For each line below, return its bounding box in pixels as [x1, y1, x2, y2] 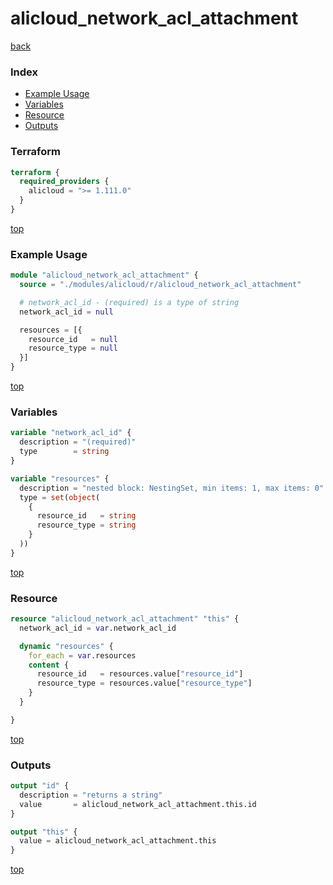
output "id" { [10, 781, 70, 791]
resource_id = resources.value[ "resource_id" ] [36, 669, 244, 679]
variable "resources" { [10, 473, 110, 484]
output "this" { [10, 827, 78, 837]
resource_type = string [36, 520, 137, 531]
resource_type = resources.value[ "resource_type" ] [36, 678, 253, 689]
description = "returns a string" [19, 790, 163, 800]
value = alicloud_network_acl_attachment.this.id [19, 799, 257, 809]
